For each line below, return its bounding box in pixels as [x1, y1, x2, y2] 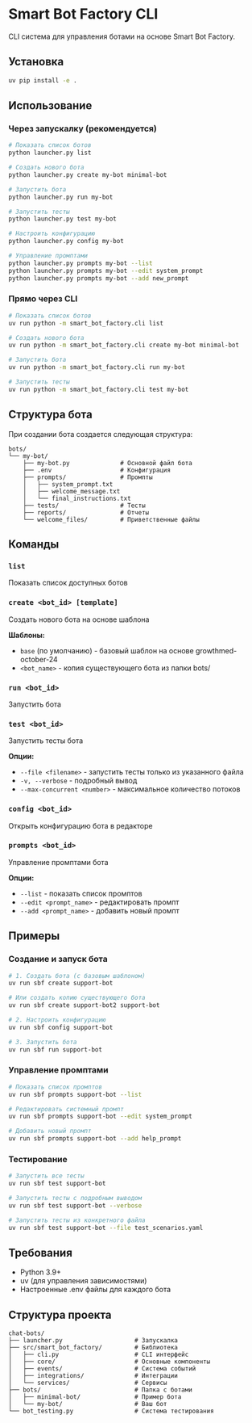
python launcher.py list [8, 149, 92, 157]
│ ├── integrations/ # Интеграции [8, 1372, 179, 1380]
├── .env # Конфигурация [23, 466, 171, 474]
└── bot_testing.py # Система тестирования [8, 1407, 215, 1416]
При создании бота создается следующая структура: [8, 429, 193, 439]
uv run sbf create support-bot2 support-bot [8, 1001, 160, 1010]
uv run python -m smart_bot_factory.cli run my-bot [8, 363, 185, 371]
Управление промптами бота [8, 857, 109, 867]
